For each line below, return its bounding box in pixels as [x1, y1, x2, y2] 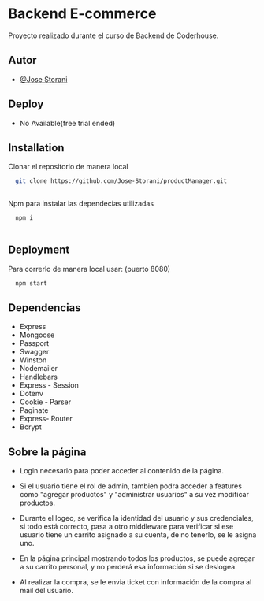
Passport [19, 339, 50, 348]
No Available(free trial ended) [19, 118, 116, 128]
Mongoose [19, 330, 55, 339]
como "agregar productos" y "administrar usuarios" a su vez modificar [19, 490, 250, 499]
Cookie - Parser [19, 397, 72, 406]
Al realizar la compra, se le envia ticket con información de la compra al [19, 577, 252, 587]
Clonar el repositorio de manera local [8, 162, 128, 172]
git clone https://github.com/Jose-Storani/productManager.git [15, 177, 227, 185]
